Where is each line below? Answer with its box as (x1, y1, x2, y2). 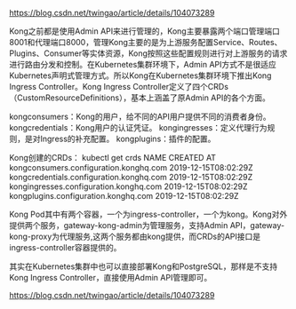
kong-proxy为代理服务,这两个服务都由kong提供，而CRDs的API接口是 (9, 231, 261, 242)
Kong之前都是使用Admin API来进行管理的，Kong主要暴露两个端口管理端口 (9, 26, 280, 36)
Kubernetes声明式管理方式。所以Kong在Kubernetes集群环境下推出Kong (9, 70, 272, 81)
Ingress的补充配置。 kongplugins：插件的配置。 (39, 133, 216, 144)
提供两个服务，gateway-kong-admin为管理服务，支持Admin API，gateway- (9, 220, 285, 230)
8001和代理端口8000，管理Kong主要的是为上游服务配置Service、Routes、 (9, 37, 283, 47)
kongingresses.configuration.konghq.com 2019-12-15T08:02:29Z (9, 181, 248, 192)
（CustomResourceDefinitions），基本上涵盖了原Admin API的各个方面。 (9, 92, 271, 103)
